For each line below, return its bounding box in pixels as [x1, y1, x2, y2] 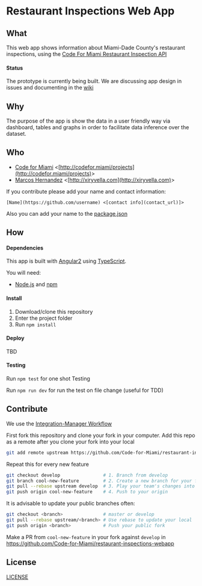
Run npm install [14, 320, 57, 328]
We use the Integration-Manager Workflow [6, 420, 112, 427]
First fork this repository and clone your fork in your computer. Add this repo [6, 432, 195, 439]
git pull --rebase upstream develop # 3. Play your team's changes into [6, 483, 195, 489]
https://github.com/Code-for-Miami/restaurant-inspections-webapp [6, 540, 174, 547]
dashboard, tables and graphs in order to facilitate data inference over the [6, 124, 189, 131]
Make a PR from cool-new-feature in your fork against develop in [6, 533, 166, 540]
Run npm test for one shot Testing [6, 375, 90, 382]
